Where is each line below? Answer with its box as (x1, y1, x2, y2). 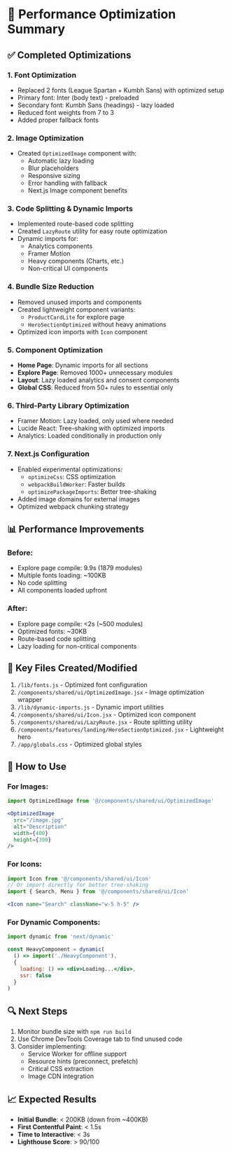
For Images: (7, 781, 49, 791)
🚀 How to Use (7, 760, 66, 773)
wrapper (17, 696, 42, 704)
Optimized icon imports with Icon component (17, 327, 148, 336)
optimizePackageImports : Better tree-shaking (27, 487, 157, 496)
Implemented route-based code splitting (17, 220, 134, 228)
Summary (7, 21, 65, 37)
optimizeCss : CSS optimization (27, 472, 116, 481)
